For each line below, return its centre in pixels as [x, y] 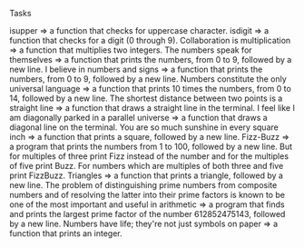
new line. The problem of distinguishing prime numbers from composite [143, 185]
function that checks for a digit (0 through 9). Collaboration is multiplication [150, 40]
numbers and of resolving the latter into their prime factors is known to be [147, 195]
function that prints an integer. [66, 233]
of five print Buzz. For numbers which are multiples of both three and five [147, 166]
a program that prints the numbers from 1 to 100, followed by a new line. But [151, 146]
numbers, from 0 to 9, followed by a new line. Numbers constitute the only [148, 79]
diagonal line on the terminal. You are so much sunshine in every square [144, 127]
